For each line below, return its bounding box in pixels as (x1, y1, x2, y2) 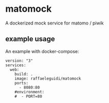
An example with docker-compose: (5, 48, 79, 54)
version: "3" (5, 58, 33, 63)
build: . (14, 71, 33, 76)
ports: (14, 80, 29, 86)
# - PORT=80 (14, 94, 42, 99)
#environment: (14, 89, 45, 94)
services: (5, 62, 27, 68)
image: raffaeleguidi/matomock (14, 76, 81, 81)
